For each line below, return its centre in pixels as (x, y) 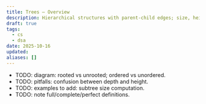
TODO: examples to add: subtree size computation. (80, 88)
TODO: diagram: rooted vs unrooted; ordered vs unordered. (90, 75)
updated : (17, 52)
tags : (13, 29)
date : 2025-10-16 (29, 46)
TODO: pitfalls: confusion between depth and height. (82, 81)
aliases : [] (21, 58)
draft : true (21, 23)
